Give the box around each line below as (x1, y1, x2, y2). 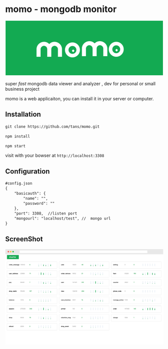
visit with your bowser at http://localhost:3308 (5, 152, 104, 158)
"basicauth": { (14, 191, 46, 196)
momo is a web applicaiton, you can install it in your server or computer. (5, 95, 154, 101)
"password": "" (23, 201, 55, 206)
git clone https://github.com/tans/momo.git (5, 124, 100, 129)
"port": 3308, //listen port (14, 211, 78, 216)
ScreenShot (5, 235, 43, 243)
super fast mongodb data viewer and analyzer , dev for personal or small (5, 80, 156, 86)
